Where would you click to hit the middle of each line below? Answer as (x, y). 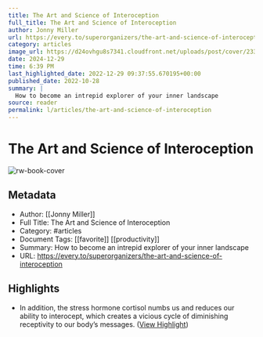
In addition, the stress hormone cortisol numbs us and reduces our (127, 307)
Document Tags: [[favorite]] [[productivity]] (90, 239)
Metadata (32, 196)
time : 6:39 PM (31, 67)
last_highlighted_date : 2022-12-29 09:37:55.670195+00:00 (104, 74)
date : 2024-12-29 (36, 60)
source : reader (33, 103)
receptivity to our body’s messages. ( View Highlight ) (104, 324)
